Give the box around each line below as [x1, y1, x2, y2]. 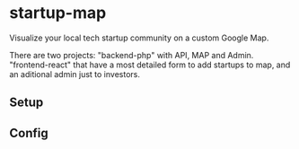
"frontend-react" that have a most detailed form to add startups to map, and [9, 59, 291, 70]
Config [9, 125, 48, 141]
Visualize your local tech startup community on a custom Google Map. [9, 32, 269, 43]
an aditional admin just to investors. [9, 68, 141, 79]
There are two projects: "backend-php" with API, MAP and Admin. [9, 49, 254, 60]
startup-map [9, 3, 107, 23]
